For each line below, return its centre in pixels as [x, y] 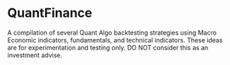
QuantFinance [50, 13]
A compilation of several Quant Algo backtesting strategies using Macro [112, 32]
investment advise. [35, 55]
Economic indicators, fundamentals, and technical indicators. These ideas [115, 40]
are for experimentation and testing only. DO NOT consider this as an [108, 47]
